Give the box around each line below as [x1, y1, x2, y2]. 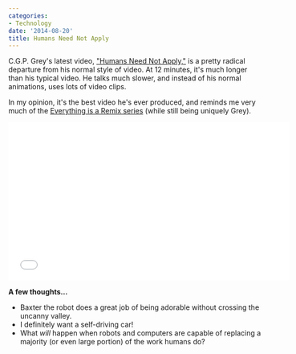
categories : [8, 11, 48, 20]
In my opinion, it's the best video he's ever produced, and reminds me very [8, 97, 257, 107]
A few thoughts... [8, 287, 68, 297]
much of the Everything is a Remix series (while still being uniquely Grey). [8, 106, 251, 116]
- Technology [8, 19, 52, 27]
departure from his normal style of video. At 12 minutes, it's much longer [8, 65, 248, 75]
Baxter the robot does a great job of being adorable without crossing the [19, 303, 260, 312]
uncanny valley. [19, 311, 72, 321]
